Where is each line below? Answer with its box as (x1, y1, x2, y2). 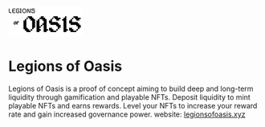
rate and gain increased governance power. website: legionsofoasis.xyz (8, 109, 247, 119)
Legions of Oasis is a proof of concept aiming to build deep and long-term (8, 84, 254, 93)
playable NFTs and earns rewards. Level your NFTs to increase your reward (8, 100, 258, 110)
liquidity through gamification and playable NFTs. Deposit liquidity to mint (8, 92, 251, 102)
